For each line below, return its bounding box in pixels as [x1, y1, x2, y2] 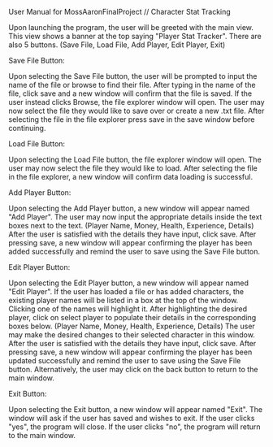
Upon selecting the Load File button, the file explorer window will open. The [8, 154, 262, 164]
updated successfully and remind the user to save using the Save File [8, 356, 241, 365]
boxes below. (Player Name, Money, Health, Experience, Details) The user [8, 321, 256, 331]
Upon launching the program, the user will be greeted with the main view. [8, 23, 254, 32]
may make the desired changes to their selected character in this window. [8, 330, 256, 340]
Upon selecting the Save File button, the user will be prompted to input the [8, 72, 258, 80]
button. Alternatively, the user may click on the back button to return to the [8, 365, 258, 374]
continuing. [8, 124, 46, 132]
